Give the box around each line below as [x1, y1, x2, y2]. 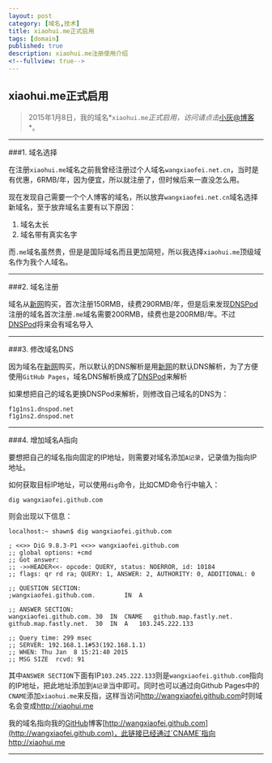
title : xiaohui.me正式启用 [8, 27, 95, 35]
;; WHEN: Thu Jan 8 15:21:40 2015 [8, 648, 129, 656]
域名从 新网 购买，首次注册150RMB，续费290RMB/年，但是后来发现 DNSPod [8, 299, 259, 308]
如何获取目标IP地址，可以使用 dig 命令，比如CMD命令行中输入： [8, 480, 220, 489]
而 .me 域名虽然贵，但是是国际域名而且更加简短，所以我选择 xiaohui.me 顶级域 [8, 247, 261, 256]
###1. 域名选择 [8, 147, 58, 157]
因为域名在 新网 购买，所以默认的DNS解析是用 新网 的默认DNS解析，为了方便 [8, 361, 259, 371]
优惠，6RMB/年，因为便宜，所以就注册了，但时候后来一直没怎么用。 [15, 175, 244, 184]
